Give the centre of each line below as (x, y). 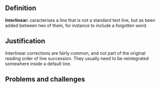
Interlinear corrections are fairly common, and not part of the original (75, 53)
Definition (21, 8)
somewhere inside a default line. (38, 64)
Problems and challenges (45, 79)
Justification (25, 41)
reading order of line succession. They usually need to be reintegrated (77, 58)
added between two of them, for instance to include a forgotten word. (76, 25)
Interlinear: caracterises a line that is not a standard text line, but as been (80, 20)
